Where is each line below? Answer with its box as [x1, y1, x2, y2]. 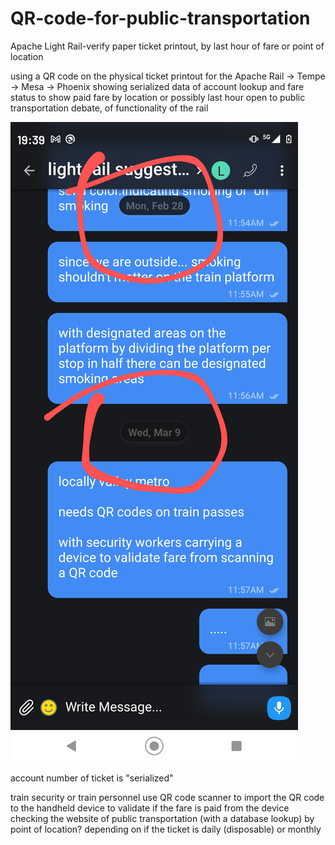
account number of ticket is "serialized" [10, 772, 174, 784]
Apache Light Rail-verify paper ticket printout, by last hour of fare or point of [10, 40, 325, 52]
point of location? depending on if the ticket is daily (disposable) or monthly [10, 823, 322, 835]
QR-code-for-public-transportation [10, 7, 311, 30]
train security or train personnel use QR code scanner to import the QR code [10, 791, 325, 803]
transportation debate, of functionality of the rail [10, 102, 209, 114]
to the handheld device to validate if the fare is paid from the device [10, 802, 290, 814]
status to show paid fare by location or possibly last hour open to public [10, 91, 306, 103]
